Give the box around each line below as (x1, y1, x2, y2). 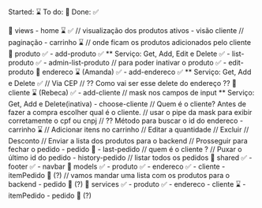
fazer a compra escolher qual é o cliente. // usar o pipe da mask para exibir (8, 108, 253, 117)
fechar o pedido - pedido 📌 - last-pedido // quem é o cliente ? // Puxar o (8, 145, 242, 154)
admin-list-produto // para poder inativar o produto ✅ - (48, 58, 227, 67)
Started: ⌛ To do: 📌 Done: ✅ (8, 7, 99, 17)
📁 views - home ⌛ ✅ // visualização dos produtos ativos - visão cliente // (8, 26, 245, 35)
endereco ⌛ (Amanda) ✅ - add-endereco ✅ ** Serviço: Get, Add (42, 67, 252, 76)
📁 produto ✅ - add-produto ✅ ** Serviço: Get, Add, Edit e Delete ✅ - (8, 49, 230, 58)
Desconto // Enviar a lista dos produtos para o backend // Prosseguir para (8, 136, 249, 145)
